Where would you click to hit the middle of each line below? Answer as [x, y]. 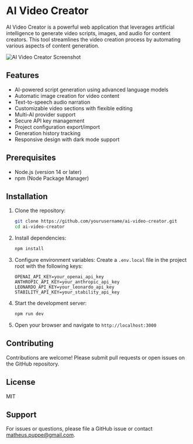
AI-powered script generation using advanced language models [91, 90]
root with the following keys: [49, 266]
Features [23, 75]
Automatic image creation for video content [67, 95]
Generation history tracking [47, 133]
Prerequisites [31, 158]
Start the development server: [51, 303]
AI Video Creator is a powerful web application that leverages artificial [90, 27]
